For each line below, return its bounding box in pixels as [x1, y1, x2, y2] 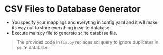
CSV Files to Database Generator [4, 3, 141, 15]
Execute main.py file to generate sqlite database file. [11, 30, 118, 36]
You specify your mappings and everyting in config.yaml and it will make [11, 19, 158, 25]
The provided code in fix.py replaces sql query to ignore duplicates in [16, 39, 159, 45]
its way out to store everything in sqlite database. [11, 24, 111, 30]
